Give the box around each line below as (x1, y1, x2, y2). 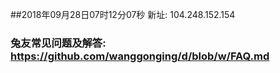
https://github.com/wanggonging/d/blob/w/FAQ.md (10, 49, 270, 63)
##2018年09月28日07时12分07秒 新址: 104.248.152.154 (10, 9, 236, 20)
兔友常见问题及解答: (10, 36, 107, 50)
